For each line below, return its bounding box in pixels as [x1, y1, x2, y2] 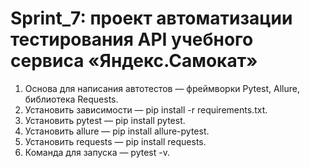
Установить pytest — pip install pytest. [24, 114, 186, 126]
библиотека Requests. [24, 93, 119, 105]
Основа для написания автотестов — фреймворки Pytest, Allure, [24, 82, 300, 94]
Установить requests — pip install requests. [24, 135, 207, 147]
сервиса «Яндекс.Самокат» [10, 50, 258, 72]
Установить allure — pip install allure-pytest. [24, 125, 210, 137]
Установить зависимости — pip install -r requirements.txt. [24, 103, 268, 116]
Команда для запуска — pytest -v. [24, 146, 170, 158]
